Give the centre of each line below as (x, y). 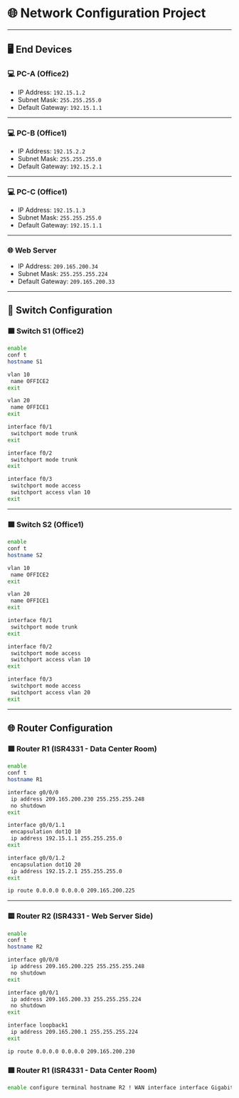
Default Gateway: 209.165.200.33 (66, 281)
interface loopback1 (38, 1025)
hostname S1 (25, 362)
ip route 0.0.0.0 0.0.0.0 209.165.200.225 (71, 891)
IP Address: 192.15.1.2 (51, 92)
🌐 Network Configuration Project (107, 13)
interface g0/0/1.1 (36, 825)
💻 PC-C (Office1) (37, 192)
